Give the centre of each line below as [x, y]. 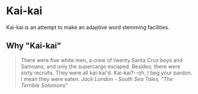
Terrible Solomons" [44, 85]
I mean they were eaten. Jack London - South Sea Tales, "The [97, 79]
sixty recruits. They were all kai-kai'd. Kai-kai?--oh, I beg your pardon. [106, 73]
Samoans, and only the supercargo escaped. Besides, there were [100, 66]
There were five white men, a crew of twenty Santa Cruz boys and [101, 60]
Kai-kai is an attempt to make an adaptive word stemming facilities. [88, 27]
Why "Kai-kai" [34, 46]
